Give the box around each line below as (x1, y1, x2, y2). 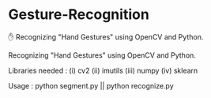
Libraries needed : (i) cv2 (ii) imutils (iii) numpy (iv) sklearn (8, 66, 198, 75)
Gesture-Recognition (8, 6, 150, 24)
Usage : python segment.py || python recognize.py (8, 81, 174, 90)
